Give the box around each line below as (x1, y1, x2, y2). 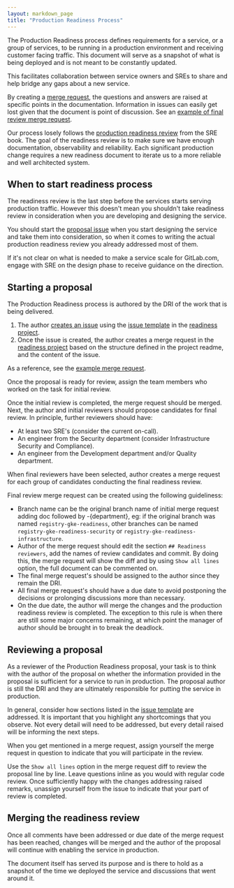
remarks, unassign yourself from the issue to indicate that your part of (7, 784, 209, 793)
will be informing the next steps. (7, 727, 100, 736)
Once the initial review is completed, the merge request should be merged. (7, 399, 222, 407)
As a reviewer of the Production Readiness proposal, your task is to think (7, 662, 217, 671)
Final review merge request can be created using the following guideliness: (7, 491, 224, 500)
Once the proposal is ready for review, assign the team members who (7, 378, 207, 386)
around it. (7, 874, 35, 882)
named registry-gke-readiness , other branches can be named (17, 520, 198, 528)
